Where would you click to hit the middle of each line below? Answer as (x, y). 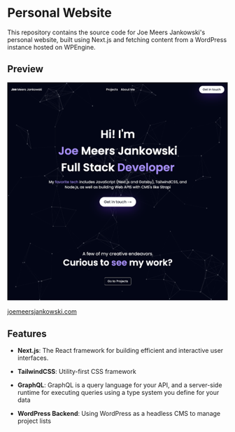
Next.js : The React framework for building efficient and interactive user (120, 351)
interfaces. (33, 358)
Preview (26, 69)
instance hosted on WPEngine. (51, 47)
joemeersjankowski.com (42, 312)
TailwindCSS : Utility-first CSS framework (77, 372)
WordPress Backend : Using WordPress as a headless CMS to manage (119, 414)
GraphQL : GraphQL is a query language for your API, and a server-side (120, 385)
